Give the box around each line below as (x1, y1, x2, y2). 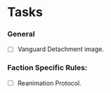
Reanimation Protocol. (17, 78, 82, 87)
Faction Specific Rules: (7, 63, 88, 73)
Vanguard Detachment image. (17, 45, 104, 53)
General (7, 29, 35, 39)
